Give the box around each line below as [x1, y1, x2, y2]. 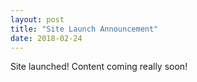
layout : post [10, 14, 65, 25]
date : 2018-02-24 [10, 33, 83, 43]
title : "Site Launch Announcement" [10, 24, 159, 34]
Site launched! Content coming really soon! [10, 61, 188, 73]
